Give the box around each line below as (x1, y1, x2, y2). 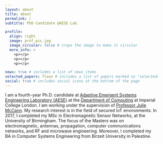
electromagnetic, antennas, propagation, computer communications (5, 123, 141, 128)
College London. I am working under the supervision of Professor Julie (5, 102, 147, 108)
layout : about (5, 7, 34, 12)
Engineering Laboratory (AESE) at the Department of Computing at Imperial (5, 97, 156, 103)
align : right (9, 34, 36, 39)
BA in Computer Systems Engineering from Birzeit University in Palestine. (5, 133, 151, 139)
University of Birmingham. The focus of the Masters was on (5, 117, 125, 124)
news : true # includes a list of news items (5, 70, 97, 75)
